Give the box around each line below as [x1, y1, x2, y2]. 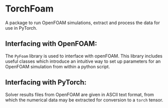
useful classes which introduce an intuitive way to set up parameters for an [5, 58, 161, 64]
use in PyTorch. [5, 25, 38, 31]
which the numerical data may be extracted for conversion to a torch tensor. [5, 96, 163, 103]
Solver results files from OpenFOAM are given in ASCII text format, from [5, 91, 154, 97]
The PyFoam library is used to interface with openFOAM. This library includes [5, 53, 162, 59]
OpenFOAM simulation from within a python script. [5, 63, 110, 69]
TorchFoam [5, 3, 54, 15]
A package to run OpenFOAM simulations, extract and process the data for [5, 20, 160, 26]
